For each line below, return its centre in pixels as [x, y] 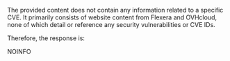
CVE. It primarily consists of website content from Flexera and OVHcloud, [112, 17]
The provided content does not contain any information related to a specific [115, 10]
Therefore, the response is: [46, 38]
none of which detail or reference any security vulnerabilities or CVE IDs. [111, 25]
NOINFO [19, 52]
